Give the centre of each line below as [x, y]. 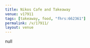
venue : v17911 [19, 14]
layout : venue [19, 28]
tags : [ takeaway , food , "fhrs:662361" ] [45, 18]
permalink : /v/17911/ [27, 23]
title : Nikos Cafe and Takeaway [38, 9]
